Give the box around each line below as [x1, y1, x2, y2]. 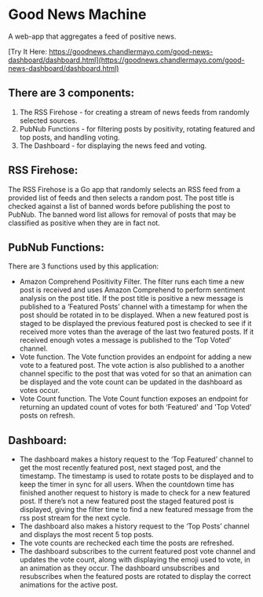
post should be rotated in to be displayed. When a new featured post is [19, 310, 249, 320]
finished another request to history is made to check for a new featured [19, 488, 250, 498]
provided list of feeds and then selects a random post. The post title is [8, 193, 235, 202]
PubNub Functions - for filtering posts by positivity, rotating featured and [19, 124, 255, 133]
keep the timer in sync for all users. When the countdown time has [19, 480, 235, 489]
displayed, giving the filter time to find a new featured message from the [19, 505, 254, 514]
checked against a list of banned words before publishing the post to [8, 201, 231, 210]
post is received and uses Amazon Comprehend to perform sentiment [19, 285, 246, 295]
